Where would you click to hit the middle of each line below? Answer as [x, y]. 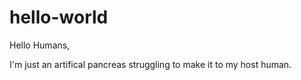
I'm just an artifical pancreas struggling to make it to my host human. [150, 64]
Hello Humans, [40, 45]
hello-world [59, 17]
